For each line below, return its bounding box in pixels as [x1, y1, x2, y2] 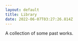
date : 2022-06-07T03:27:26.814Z [5, 16, 73, 21]
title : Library [5, 12, 37, 17]
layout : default [5, 7, 39, 12]
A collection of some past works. [5, 30, 73, 36]
